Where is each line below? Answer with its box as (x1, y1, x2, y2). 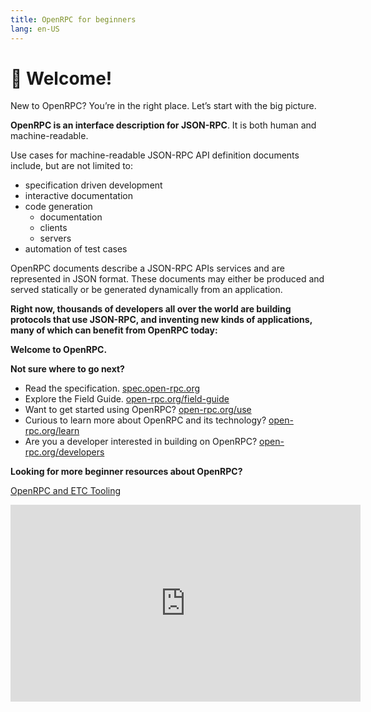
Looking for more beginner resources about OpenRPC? (10, 466, 243, 478)
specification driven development (24, 179, 163, 191)
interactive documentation (24, 190, 133, 202)
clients (39, 222, 68, 234)
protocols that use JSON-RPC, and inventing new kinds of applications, (10, 314, 313, 326)
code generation (24, 201, 93, 213)
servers (39, 232, 72, 245)
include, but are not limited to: (10, 160, 134, 172)
